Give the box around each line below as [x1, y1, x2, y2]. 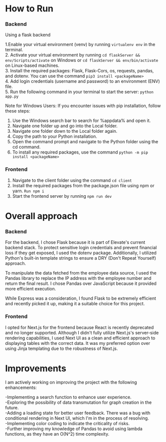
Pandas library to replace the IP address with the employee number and [5, 276, 152, 281]
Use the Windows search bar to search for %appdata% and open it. [12, 117, 151, 124]
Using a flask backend [5, 32, 51, 38]
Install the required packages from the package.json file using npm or [12, 182, 155, 188]
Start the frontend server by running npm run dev [12, 193, 112, 199]
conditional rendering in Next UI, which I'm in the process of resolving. [5, 415, 149, 421]
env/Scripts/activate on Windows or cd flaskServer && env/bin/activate [5, 57, 159, 63]
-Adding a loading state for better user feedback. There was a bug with [5, 410, 151, 416]
